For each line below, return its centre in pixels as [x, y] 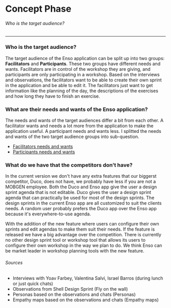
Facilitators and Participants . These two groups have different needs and [83, 64]
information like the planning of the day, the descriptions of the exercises [82, 91]
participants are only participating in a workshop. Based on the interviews [82, 74]
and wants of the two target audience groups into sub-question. [72, 136]
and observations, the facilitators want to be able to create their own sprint [83, 80]
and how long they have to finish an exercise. [53, 96]
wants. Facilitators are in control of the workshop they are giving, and [78, 69]
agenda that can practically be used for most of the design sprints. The [80, 198]
